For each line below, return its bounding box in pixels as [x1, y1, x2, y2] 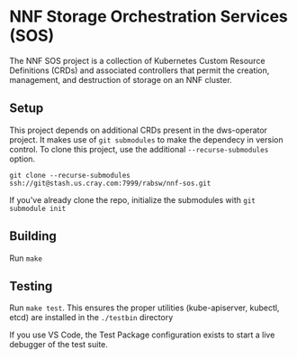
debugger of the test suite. [9, 339, 108, 350]
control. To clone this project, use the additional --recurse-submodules [9, 143, 269, 154]
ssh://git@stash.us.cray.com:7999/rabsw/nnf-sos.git [9, 179, 211, 188]
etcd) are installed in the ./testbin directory [9, 312, 174, 323]
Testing [9, 278, 53, 294]
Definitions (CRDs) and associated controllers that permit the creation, [9, 65, 270, 76]
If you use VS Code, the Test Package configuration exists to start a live [9, 329, 275, 340]
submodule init [9, 204, 67, 213]
